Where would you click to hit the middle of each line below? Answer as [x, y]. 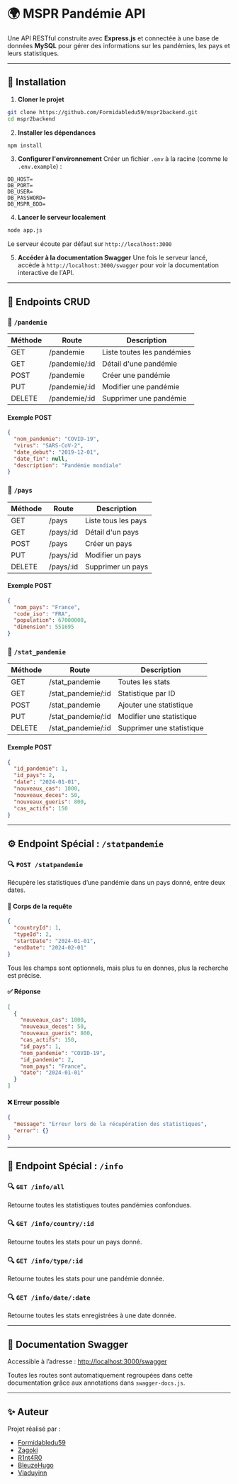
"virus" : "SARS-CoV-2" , [49, 445]
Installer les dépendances [56, 133]
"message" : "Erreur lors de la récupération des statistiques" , [110, 1125]
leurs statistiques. [33, 53]
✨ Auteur [28, 1412]
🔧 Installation [37, 82]
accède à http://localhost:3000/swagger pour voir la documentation [118, 265]
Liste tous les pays [116, 520]
